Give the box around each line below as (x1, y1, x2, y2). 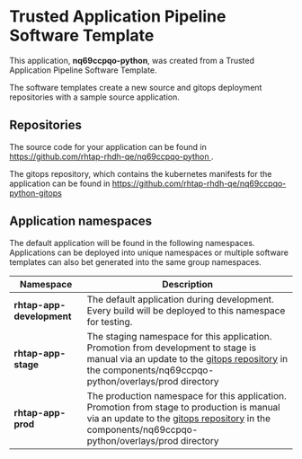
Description (161, 278, 214, 290)
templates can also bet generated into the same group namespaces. (9, 256, 262, 267)
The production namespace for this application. (86, 389, 288, 402)
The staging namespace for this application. (86, 330, 272, 342)
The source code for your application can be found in (9, 141, 207, 152)
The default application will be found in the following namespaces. (9, 237, 255, 248)
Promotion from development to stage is (86, 341, 257, 354)
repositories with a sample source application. (9, 92, 180, 102)
